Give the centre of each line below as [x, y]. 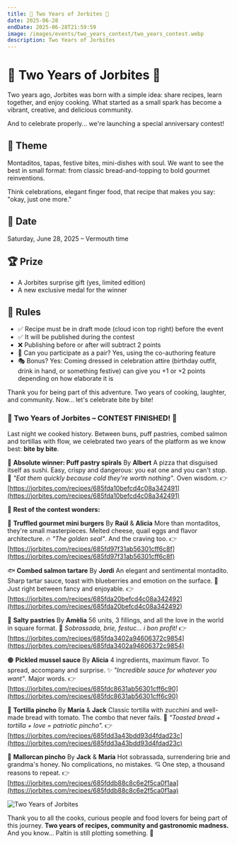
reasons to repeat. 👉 [39, 772]
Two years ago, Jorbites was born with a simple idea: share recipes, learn [115, 95]
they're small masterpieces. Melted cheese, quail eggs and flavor [103, 530]
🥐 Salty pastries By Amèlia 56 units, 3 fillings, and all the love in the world [116, 620]
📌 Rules [24, 312]
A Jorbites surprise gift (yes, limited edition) [82, 282]
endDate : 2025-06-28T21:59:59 [52, 27]
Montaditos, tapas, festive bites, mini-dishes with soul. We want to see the [116, 163]
